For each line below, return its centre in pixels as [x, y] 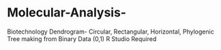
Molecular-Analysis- [67, 13]
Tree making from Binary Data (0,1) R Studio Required [82, 38]
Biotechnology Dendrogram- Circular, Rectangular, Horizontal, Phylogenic [111, 32]
